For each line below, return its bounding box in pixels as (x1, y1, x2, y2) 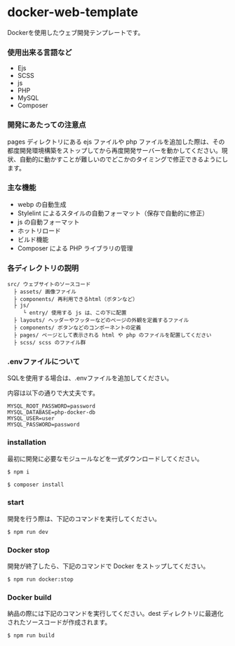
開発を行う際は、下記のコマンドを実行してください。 (7, 514, 161, 523)
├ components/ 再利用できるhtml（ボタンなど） (13, 296, 138, 303)
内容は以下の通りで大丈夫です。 (7, 389, 100, 397)
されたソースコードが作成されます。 (7, 618, 111, 626)
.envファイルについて (7, 357, 81, 367)
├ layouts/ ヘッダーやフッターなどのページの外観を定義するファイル (13, 317, 189, 324)
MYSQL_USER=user (7, 415, 55, 422)
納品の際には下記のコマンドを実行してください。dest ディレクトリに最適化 (7, 610, 224, 618)
